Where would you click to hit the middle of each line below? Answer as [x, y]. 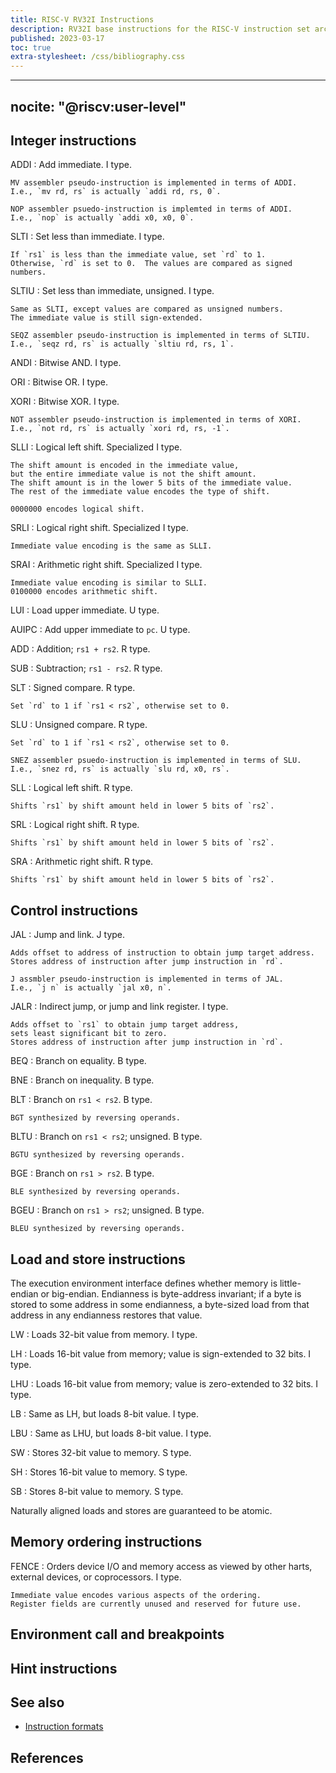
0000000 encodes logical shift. [77, 509]
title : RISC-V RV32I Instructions [82, 19]
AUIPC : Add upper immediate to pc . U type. [100, 630]
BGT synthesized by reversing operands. [96, 1118]
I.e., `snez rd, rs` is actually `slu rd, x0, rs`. [120, 769]
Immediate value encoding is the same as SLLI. [111, 546]
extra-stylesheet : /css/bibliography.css [98, 57]
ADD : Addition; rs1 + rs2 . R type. [80, 649]
